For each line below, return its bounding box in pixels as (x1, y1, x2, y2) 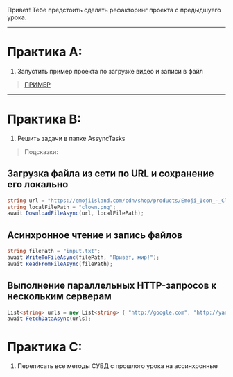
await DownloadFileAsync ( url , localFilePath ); (7, 210, 144, 217)
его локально (7, 178, 69, 190)
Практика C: (7, 339, 83, 355)
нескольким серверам (7, 291, 112, 303)
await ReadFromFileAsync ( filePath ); (7, 260, 113, 267)
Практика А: (7, 44, 83, 60)
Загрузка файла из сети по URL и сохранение (7, 168, 214, 180)
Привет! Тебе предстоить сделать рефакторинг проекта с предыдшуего (7, 6, 221, 14)
